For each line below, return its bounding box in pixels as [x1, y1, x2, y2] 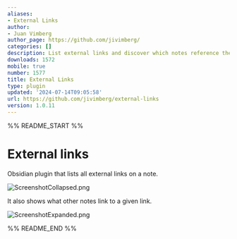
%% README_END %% [7, 223, 78, 233]
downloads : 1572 [7, 56, 55, 63]
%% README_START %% [7, 121, 83, 130]
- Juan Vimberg [7, 30, 52, 37]
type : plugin [7, 82, 46, 90]
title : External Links [7, 75, 74, 83]
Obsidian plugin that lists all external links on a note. [7, 169, 159, 178]
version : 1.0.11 [7, 102, 55, 109]
